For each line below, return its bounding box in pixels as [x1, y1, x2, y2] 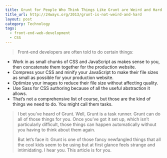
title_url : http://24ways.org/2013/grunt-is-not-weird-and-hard [5, 12, 142, 17]
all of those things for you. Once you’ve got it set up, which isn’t [17, 116, 149, 122]
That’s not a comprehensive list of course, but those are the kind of [12, 95, 151, 101]
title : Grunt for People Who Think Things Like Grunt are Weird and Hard [5, 7, 162, 12]
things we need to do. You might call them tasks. [12, 101, 113, 107]
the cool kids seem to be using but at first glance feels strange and [17, 141, 155, 147]
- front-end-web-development [9, 30, 70, 35]
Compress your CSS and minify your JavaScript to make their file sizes [12, 69, 158, 75]
